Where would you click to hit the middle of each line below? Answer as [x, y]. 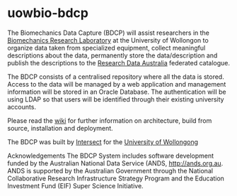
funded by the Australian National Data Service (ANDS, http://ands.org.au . [115, 163]
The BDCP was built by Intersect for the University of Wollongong [103, 142]
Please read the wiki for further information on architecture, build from [110, 120]
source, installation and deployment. [60, 128]
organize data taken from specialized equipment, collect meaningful [106, 48]
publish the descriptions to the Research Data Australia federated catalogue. [119, 62]
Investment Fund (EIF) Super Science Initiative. [75, 185]
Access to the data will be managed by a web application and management [117, 84]
